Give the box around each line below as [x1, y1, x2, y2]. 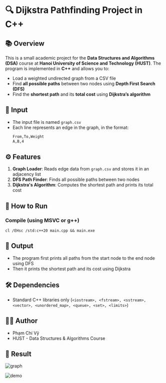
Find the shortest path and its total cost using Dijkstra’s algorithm [12, 91, 151, 97]
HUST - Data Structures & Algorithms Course [12, 335, 105, 341]
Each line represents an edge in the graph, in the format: [12, 124, 129, 130]
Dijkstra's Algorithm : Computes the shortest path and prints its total [12, 182, 153, 188]
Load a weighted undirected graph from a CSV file [12, 75, 116, 81]
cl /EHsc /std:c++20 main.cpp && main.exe [5, 228, 95, 234]
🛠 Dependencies [5, 281, 60, 289]
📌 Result [5, 349, 31, 358]
